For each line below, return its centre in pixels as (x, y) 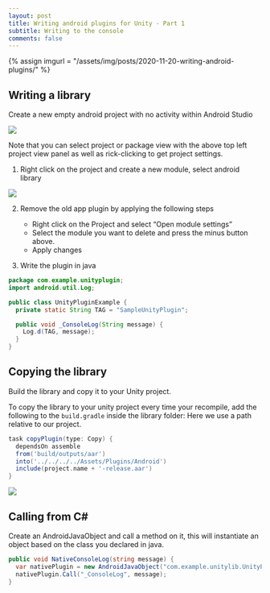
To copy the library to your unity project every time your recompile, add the (133, 407)
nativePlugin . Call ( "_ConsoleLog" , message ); (91, 574)
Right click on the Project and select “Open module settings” (132, 224)
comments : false (35, 38)
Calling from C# (48, 516)
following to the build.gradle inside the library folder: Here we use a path (130, 415)
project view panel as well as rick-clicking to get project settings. (116, 154)
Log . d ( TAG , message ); (59, 332)
